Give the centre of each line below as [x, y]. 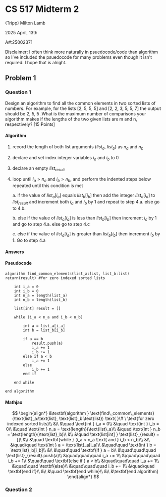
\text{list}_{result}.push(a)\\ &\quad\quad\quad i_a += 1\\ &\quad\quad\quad [83, 456]
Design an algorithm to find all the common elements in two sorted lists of [81, 103]
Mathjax [14, 402]
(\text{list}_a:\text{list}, [35, 418]
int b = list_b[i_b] [44, 330]
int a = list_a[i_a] [44, 326]
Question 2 [19, 490]
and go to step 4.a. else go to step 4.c [51, 224]
